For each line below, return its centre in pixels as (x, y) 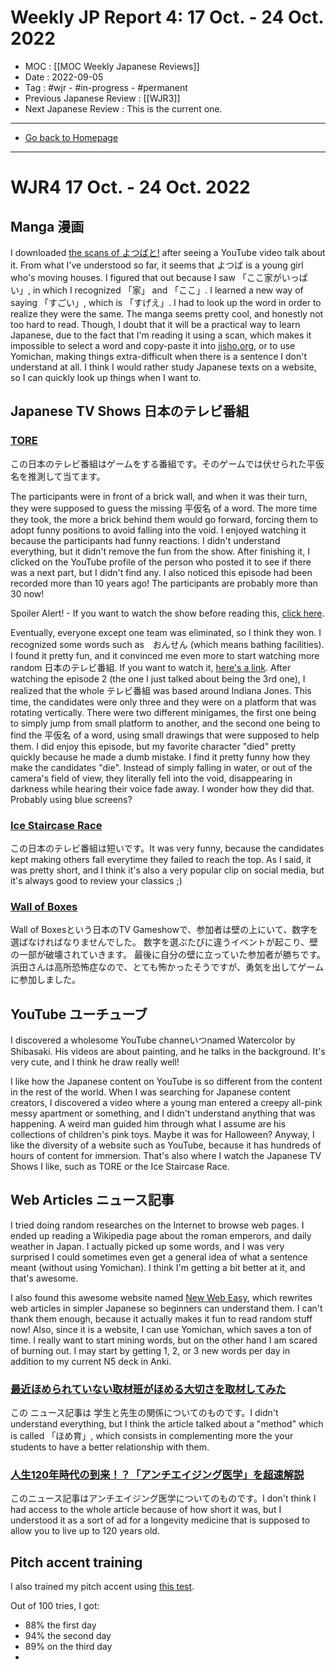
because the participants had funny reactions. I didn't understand (145, 540)
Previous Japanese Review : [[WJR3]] (102, 98)
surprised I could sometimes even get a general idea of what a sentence (159, 1257)
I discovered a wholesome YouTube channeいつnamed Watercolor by (153, 1040)
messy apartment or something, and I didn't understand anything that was (163, 1113)
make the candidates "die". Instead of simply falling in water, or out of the (161, 767)
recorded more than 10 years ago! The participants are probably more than (164, 583)
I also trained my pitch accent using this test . (102, 1587)
